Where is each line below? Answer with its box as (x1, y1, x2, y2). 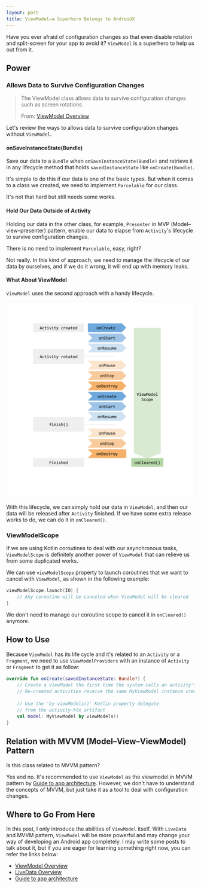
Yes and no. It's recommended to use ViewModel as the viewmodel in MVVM (6, 773, 193, 780)
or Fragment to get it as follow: (6, 663, 80, 670)
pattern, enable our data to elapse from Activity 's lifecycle (47, 227, 193, 234)
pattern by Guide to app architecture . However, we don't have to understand (6, 779, 194, 786)
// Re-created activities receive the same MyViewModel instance (17, 688, 184, 694)
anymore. (6, 617, 30, 624)
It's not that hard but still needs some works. (6, 193, 116, 200)
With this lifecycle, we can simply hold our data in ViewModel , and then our (6, 503, 188, 511)
